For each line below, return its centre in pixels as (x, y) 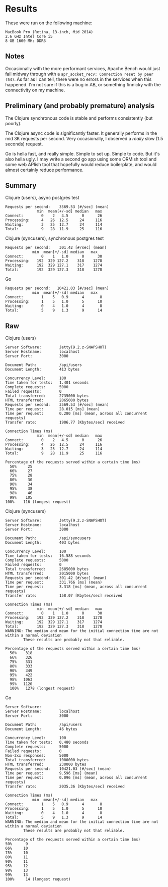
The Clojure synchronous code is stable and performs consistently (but (79, 118)
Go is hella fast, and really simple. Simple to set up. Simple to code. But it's (82, 153)
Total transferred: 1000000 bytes (47, 760)
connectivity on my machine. (35, 90)
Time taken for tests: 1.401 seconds (47, 383)
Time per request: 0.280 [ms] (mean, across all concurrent (76, 414)
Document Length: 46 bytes (41, 729)
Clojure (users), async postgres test (42, 198)
